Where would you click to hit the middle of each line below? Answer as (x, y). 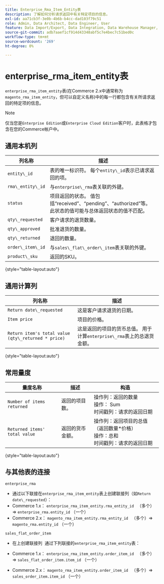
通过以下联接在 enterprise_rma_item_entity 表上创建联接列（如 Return (81, 493)
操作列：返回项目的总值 (121, 421)
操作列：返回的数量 (116, 397)
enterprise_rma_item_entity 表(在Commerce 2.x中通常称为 (64, 91)
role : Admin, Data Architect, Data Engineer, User (58, 23)
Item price (20, 319)
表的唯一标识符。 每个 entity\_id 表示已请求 (100, 171)
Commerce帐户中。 (42, 129)
